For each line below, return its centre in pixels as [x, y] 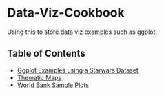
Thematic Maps [39, 77]
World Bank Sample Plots [53, 85]
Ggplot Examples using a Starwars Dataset [78, 70]
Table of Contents [47, 54]
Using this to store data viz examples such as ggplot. [82, 32]
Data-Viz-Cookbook [66, 13]
